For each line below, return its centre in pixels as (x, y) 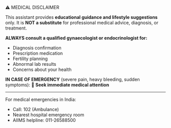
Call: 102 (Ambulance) (36, 109)
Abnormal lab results (34, 64)
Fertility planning (30, 59)
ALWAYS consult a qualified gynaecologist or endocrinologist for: (76, 38)
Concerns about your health (42, 69)
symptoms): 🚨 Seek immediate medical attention (57, 85)
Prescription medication (38, 53)
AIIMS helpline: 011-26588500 (44, 120)
